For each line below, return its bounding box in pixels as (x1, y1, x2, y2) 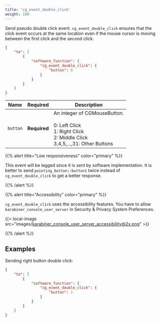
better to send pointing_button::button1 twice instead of (5, 167, 120, 174)
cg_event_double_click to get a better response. (5, 173, 102, 179)
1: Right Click (53, 128, 84, 135)
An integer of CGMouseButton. (53, 110, 124, 116)
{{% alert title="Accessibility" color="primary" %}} (5, 192, 106, 198)
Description (75, 101, 103, 108)
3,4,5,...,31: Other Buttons (53, 140, 113, 147)
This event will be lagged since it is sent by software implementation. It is (5, 162, 152, 168)
